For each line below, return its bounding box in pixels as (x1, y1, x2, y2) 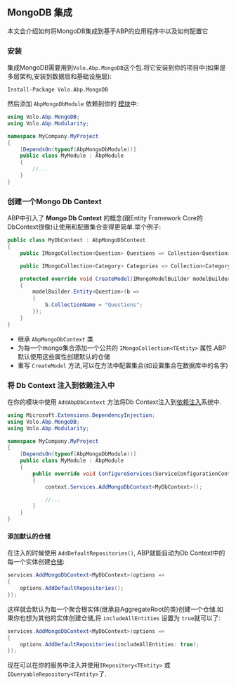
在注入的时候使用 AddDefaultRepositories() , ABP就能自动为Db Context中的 (7, 548, 225, 558)
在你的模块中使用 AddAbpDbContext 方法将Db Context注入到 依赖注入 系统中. (7, 397, 222, 406)
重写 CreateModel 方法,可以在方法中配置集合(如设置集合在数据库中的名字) (17, 361, 228, 370)
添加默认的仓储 (7, 532, 51, 540)
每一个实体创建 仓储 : (7, 558, 65, 566)
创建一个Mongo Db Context (7, 196, 102, 206)
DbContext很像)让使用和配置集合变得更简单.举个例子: (7, 222, 162, 231)
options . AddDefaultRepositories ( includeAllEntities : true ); (20, 641, 199, 648)
